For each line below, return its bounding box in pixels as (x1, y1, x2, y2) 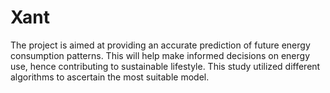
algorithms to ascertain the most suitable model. (10, 71, 210, 83)
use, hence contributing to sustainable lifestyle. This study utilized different (10, 60, 321, 72)
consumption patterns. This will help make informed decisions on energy (10, 49, 310, 61)
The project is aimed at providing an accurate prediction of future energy (10, 39, 311, 51)
